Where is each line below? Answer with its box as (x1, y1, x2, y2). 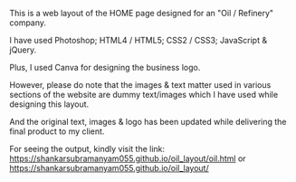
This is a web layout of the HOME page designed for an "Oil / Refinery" (9, 8, 274, 18)
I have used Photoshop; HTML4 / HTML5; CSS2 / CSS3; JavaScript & (9, 35, 268, 45)
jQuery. (9, 44, 37, 55)
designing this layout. (9, 99, 90, 110)
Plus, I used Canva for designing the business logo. (9, 62, 201, 72)
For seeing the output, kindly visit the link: (9, 144, 166, 154)
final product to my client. (9, 126, 105, 137)
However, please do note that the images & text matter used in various (9, 80, 272, 90)
